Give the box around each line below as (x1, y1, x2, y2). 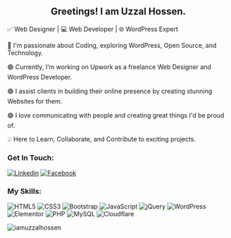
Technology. (7, 49, 44, 57)
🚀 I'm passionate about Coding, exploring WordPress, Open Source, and (7, 41, 217, 49)
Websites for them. (7, 96, 63, 105)
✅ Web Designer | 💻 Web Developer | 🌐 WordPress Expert (7, 25, 178, 33)
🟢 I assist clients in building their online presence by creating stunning (7, 87, 213, 95)
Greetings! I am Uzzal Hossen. (50, 6, 187, 18)
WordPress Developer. (7, 73, 73, 81)
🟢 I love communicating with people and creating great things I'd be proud (7, 111, 225, 119)
